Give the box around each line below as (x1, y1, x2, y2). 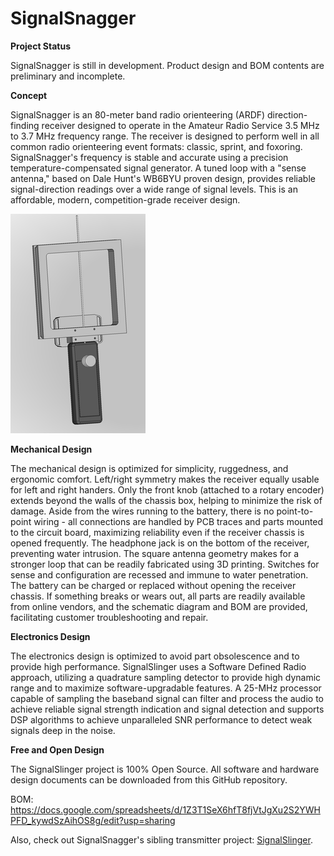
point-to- (276, 505, 314, 517)
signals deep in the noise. (10, 724, 116, 736)
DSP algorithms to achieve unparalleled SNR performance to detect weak (10, 713, 313, 726)
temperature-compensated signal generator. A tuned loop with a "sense (10, 162, 307, 174)
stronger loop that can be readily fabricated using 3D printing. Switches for (10, 558, 320, 570)
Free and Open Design (10, 743, 105, 756)
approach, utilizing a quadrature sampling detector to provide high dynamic (10, 671, 322, 683)
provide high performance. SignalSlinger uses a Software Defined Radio (10, 660, 307, 672)
